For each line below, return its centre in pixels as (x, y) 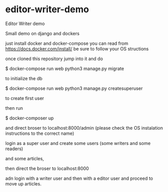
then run (14, 108)
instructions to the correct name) (40, 133)
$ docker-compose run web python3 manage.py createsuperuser (74, 88)
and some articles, (25, 158)
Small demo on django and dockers (43, 33)
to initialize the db (24, 78)
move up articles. (23, 184)
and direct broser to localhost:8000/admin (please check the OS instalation (84, 128)
